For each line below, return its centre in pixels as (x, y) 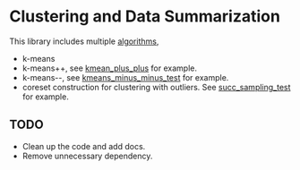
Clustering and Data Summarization (145, 17)
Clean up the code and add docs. (84, 146)
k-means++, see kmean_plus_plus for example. (109, 68)
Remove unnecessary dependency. (87, 156)
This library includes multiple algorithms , (84, 41)
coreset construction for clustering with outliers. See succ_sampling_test (156, 87)
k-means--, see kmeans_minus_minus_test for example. (125, 77)
